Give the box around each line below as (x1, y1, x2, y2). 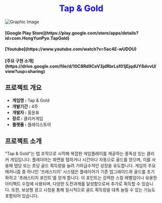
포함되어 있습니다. (5, 193, 39, 199)
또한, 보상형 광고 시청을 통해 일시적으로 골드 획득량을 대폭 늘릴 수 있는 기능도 (11, 187, 156, 193)
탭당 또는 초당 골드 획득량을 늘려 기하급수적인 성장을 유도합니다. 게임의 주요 (14, 163, 156, 169)
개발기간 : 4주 (12, 103, 39, 109)
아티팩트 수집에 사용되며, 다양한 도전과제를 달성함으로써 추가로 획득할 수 (5, 181, 141, 187)
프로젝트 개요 (5, 84, 42, 92)
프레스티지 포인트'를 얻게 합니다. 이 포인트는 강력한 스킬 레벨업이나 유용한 (19, 175, 157, 181)
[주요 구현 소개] (5, 58, 34, 63)
